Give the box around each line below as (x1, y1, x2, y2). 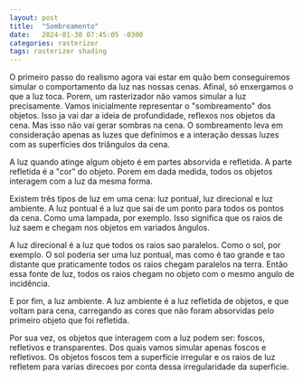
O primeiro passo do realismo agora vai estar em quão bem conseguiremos (9, 71, 290, 82)
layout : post (9, 13, 59, 23)
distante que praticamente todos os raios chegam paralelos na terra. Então (9, 259, 288, 270)
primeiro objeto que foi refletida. (9, 315, 129, 326)
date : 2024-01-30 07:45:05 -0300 (9, 30, 144, 39)
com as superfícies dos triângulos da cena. (9, 139, 170, 150)
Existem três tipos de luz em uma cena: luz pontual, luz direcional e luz (9, 194, 273, 205)
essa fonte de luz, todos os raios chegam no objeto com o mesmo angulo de (9, 269, 295, 280)
